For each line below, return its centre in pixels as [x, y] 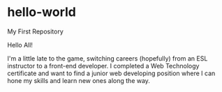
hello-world [42, 12]
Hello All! [20, 45]
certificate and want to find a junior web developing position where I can [111, 73]
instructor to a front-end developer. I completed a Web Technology [103, 66]
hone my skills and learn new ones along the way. [79, 80]
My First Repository [36, 31]
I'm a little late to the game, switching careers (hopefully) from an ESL [108, 58]
